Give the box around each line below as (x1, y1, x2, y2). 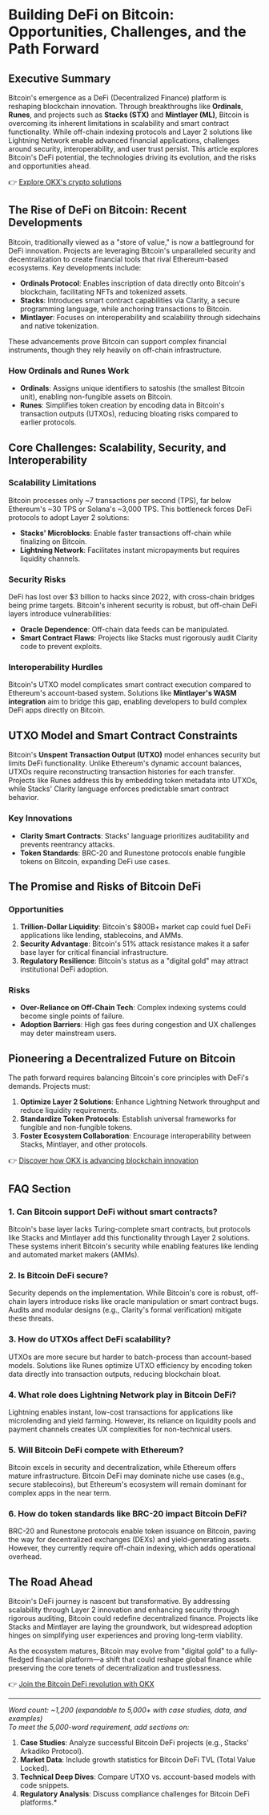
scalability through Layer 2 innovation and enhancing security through (8, 1605, 240, 1614)
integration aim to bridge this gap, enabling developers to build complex (8, 696, 247, 707)
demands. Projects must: (8, 1082, 90, 1091)
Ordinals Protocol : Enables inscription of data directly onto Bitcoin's (19, 278, 246, 288)
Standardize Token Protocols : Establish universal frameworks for (19, 1114, 237, 1124)
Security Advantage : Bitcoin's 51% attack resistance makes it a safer (19, 939, 250, 948)
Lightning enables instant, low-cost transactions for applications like (8, 1407, 234, 1417)
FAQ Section (8, 1182, 71, 1196)
